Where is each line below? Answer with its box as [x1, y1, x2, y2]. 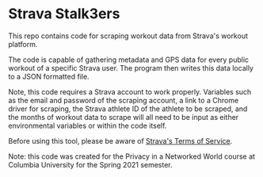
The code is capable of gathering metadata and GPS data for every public [8, 55, 250, 64]
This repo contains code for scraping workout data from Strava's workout [8, 31, 248, 40]
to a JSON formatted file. [8, 71, 90, 81]
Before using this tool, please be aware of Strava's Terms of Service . [8, 136, 233, 145]
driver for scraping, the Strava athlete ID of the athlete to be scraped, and [8, 104, 248, 114]
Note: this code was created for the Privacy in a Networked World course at [8, 152, 256, 161]
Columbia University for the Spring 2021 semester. [8, 160, 173, 169]
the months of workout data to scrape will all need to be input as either [8, 112, 239, 121]
